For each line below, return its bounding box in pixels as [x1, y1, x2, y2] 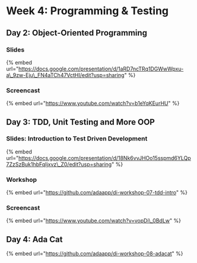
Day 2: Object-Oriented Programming [6, 28, 147, 38]
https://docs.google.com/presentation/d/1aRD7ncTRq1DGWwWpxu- [18, 65, 184, 72]
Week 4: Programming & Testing [6, 4, 169, 18]
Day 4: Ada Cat [6, 234, 63, 244]
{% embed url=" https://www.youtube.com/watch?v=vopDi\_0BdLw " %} [6, 217, 181, 224]
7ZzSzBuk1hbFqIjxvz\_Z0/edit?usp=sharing [6, 161, 112, 168]
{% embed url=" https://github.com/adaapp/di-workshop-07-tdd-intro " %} [6, 189, 188, 196]
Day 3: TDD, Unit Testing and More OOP [6, 117, 155, 127]
